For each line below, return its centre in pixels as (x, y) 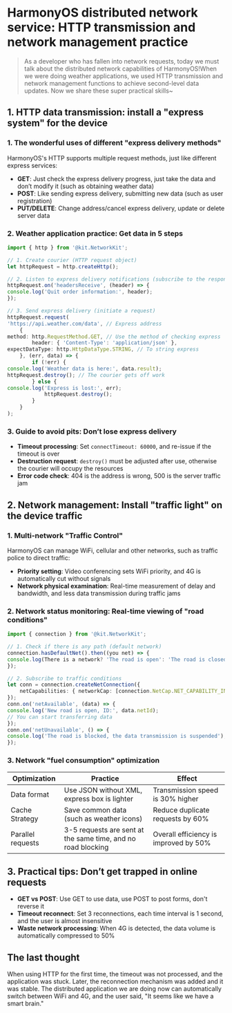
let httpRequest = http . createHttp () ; (63, 267)
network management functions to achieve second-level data (112, 83)
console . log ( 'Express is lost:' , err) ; (65, 388)
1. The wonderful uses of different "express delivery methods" (114, 143)
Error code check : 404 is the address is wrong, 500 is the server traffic (119, 476)
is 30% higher (176, 799)
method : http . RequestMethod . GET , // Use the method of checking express (114, 337)
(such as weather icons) (103, 819)
